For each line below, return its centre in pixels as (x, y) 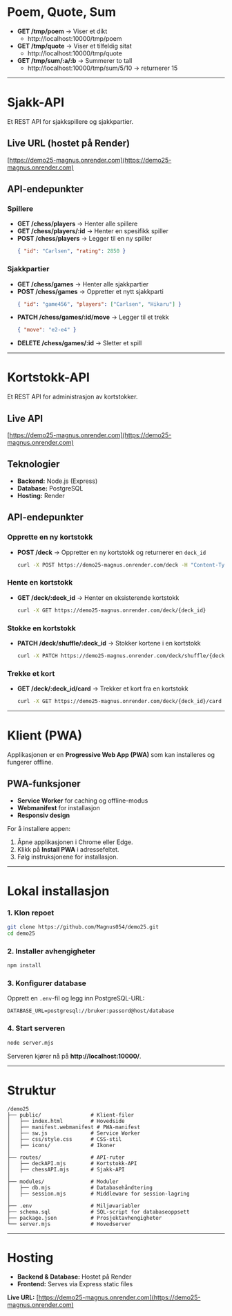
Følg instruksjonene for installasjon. (68, 857)
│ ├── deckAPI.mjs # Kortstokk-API (72, 1163)
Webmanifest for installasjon (58, 807)
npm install (24, 966)
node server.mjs (30, 1043)
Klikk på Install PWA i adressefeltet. (68, 849)
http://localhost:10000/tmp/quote (75, 53)
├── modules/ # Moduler (63, 1181)
